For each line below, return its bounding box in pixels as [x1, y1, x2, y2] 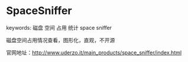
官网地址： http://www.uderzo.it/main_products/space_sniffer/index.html [6, 49, 182, 56]
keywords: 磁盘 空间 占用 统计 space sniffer [6, 24, 112, 31]
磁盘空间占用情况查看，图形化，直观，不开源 [6, 36, 115, 43]
